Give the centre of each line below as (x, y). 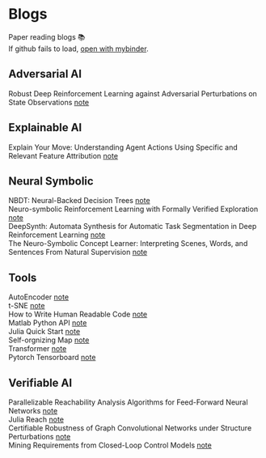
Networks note (33, 411)
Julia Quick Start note (44, 332)
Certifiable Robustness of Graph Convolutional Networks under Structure (130, 428)
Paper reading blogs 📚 (47, 36)
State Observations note (49, 102)
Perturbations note (40, 437)
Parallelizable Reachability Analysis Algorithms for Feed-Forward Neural (128, 402)
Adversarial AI (45, 74)
